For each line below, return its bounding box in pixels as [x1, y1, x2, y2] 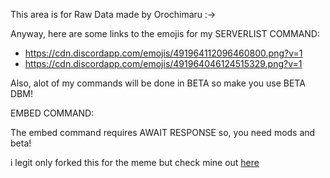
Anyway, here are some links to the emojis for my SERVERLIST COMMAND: [10, 28, 321, 39]
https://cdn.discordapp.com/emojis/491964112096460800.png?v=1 [24, 47, 303, 59]
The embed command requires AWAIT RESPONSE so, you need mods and [10, 127, 316, 138]
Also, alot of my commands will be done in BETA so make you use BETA [10, 77, 306, 89]
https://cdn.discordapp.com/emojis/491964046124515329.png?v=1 [24, 58, 303, 69]
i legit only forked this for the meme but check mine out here [10, 157, 260, 168]
